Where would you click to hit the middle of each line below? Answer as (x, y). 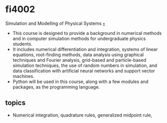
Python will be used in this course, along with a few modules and (80, 81)
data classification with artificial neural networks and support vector (84, 71)
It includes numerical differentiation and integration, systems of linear (85, 49)
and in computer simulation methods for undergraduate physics (79, 38)
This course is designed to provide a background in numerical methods (87, 33)
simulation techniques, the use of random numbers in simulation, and (85, 65)
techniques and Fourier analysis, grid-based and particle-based (79, 60)
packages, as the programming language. (56, 87)
